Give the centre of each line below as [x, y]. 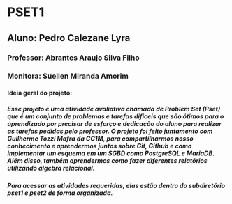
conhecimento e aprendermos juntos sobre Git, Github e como [100, 146]
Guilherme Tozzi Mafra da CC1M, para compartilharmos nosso [100, 138]
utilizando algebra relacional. [51, 168]
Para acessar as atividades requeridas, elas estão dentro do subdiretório [116, 185]
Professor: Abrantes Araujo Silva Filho [73, 58]
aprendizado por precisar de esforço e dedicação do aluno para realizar [115, 123]
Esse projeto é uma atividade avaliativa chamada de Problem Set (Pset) [114, 109]
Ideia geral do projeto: [40, 93]
